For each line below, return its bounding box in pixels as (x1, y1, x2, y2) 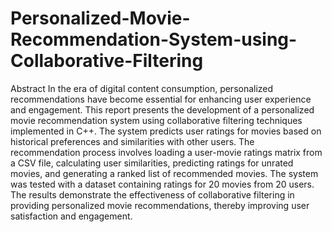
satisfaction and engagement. (10, 210, 133, 222)
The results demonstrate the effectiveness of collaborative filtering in (10, 188, 295, 201)
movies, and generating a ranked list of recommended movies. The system (10, 167, 319, 179)
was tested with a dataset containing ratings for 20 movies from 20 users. (10, 178, 315, 190)
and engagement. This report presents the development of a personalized (10, 103, 315, 116)
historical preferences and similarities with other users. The (10, 135, 255, 147)
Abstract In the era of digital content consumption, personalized (10, 82, 274, 94)
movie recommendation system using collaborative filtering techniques (10, 114, 303, 126)
